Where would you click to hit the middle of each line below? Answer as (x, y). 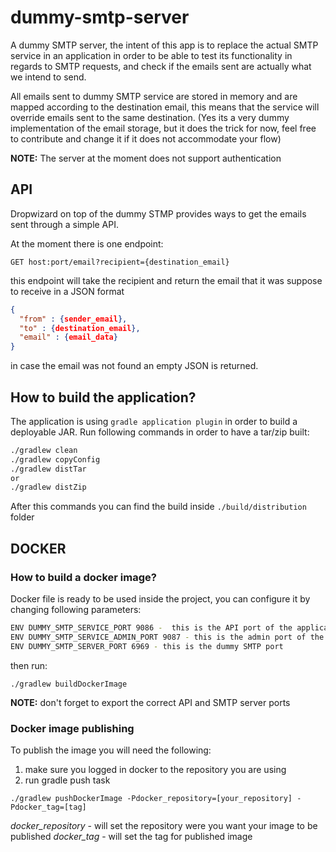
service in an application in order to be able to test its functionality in (151, 55)
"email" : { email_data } (68, 337)
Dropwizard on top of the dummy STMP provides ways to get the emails (158, 213)
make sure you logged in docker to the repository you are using (155, 769)
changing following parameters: (76, 609)
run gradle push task (67, 780)
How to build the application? (103, 397)
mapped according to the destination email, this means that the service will (165, 107)
